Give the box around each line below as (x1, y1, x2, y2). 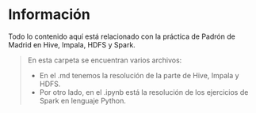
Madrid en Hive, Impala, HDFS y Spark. (8, 40, 136, 49)
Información (8, 6, 91, 24)
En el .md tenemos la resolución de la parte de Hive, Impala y (39, 70, 239, 80)
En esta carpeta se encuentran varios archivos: (27, 55, 182, 65)
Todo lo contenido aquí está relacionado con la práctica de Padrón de (8, 32, 235, 41)
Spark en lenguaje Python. (39, 96, 127, 105)
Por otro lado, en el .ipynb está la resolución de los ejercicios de (39, 87, 249, 96)
